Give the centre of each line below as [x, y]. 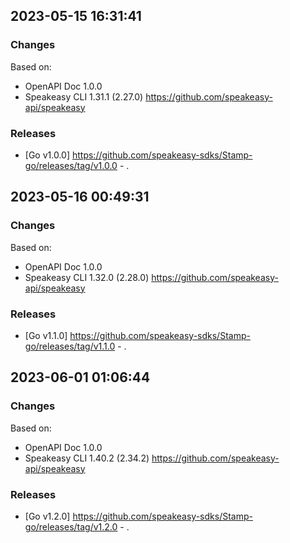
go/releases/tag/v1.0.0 [71, 165]
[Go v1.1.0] [46, 335]
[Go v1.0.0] [47, 155]
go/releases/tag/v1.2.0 [71, 526]
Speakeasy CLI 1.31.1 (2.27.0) [84, 96]
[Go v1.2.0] [47, 516]
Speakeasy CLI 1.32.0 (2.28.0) [87, 277]
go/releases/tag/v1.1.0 [70, 346]
